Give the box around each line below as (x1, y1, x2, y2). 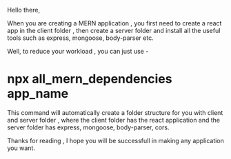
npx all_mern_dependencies (7, 72, 172, 87)
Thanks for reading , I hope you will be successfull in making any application (7, 136, 224, 145)
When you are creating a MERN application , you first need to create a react (7, 19, 222, 27)
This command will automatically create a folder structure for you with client (7, 108, 223, 116)
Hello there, (7, 6, 40, 14)
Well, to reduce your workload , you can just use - (7, 47, 149, 55)
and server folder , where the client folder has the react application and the (7, 116, 221, 124)
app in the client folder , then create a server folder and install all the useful (7, 27, 221, 34)
